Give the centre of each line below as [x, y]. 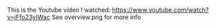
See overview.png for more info [96, 17]
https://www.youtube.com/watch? [160, 10]
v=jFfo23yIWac [29, 17]
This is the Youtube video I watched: [59, 10]
